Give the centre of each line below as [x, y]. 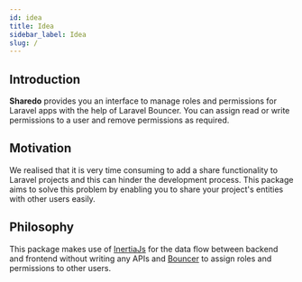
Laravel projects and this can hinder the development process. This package [151, 179]
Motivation [41, 148]
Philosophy [42, 227]
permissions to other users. [60, 268]
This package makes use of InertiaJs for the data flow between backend [144, 249]
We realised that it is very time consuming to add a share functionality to [143, 170]
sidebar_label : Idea [48, 34]
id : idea [26, 18]
